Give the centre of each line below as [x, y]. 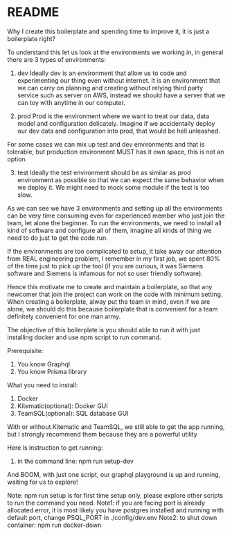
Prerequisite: [25, 350]
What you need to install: [43, 385]
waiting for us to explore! [43, 482]
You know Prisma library [52, 371]
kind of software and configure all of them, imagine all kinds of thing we [109, 230]
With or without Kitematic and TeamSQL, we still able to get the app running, [116, 427]
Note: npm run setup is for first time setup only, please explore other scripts [115, 495]
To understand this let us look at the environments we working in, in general [115, 52]
